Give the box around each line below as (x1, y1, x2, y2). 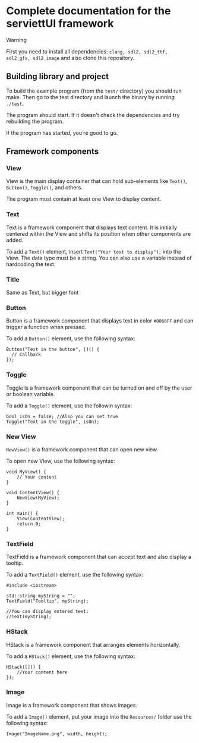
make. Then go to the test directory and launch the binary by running (6, 93, 175, 100)
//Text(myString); (6, 614, 52, 620)
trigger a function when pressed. (6, 324, 87, 331)
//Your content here (17, 669, 68, 675)
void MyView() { (6, 469, 46, 475)
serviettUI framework (6, 17, 114, 30)
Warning (6, 36, 27, 43)
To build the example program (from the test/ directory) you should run (6, 87, 182, 94)
